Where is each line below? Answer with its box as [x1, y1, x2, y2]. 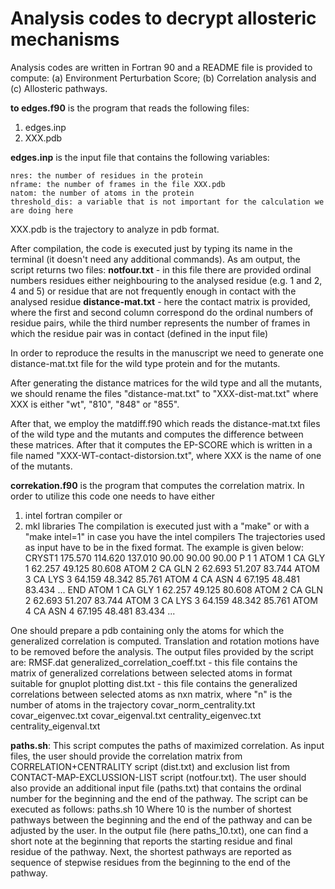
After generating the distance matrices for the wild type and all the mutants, [10, 377, 323, 389]
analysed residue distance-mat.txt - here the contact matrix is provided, [10, 295, 311, 307]
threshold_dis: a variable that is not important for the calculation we [10, 197, 325, 207]
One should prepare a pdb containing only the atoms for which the [10, 624, 285, 636]
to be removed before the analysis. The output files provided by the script [10, 645, 314, 657]
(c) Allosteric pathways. [10, 82, 108, 94]
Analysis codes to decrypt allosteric [10, 7, 317, 30]
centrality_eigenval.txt [10, 720, 101, 732]
